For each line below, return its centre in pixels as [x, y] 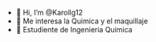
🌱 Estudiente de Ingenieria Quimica [74, 29]
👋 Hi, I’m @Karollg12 [49, 13]
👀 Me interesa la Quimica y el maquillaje [82, 21]
